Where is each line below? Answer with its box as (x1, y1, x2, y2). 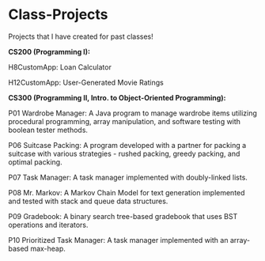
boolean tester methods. (8, 125, 89, 134)
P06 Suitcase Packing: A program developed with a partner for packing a (8, 140, 247, 149)
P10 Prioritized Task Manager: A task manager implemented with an (8, 235, 229, 244)
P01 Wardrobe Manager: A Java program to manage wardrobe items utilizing (8, 108, 257, 118)
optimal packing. (8, 157, 62, 167)
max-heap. (30, 244, 66, 253)
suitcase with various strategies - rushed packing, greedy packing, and (8, 149, 240, 158)
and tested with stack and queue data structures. (8, 196, 168, 206)
